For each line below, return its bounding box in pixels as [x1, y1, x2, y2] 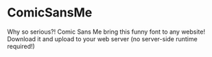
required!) [7, 42, 36, 50]
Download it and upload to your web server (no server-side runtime [7, 34, 198, 43]
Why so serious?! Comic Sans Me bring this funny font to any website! [7, 27, 206, 36]
